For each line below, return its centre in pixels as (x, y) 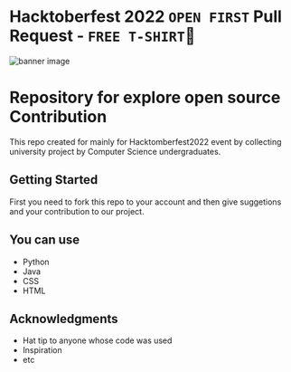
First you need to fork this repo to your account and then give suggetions (145, 202)
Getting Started (54, 180)
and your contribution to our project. (77, 211)
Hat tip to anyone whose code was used (97, 340)
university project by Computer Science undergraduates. (115, 151)
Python (36, 262)
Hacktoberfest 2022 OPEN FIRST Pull (146, 17)
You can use (45, 240)
